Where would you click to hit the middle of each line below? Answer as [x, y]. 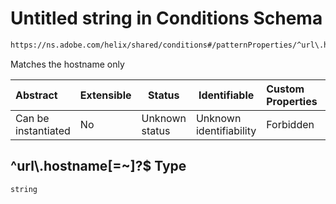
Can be [32, 118]
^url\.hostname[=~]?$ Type [98, 166]
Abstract [36, 95]
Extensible [105, 95]
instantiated [43, 130]
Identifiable [226, 95]
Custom [285, 89]
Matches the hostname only [67, 64]
